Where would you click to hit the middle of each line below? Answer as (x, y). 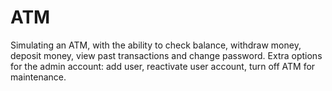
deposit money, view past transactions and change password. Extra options (166, 55)
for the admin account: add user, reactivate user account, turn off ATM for (163, 66)
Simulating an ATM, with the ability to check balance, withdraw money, (156, 45)
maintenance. (38, 77)
